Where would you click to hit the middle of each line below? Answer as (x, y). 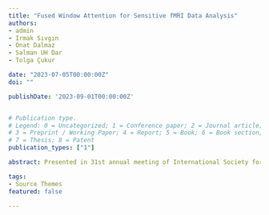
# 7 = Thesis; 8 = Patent (51, 141)
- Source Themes (35, 184)
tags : (17, 177)
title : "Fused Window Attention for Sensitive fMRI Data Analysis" (123, 16)
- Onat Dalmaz (32, 46)
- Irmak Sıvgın (34, 38)
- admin (21, 30)
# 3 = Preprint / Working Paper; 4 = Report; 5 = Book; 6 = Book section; (136, 133)
